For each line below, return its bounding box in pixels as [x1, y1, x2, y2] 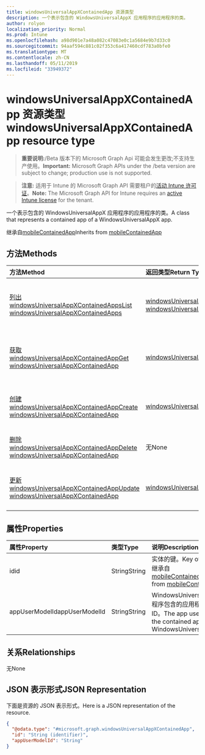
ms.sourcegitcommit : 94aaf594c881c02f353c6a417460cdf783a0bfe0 [6, 44, 171, 50]
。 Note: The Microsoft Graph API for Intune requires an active [26, 189, 182, 197]
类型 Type [111, 543, 139, 552]
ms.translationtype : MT [6, 49, 67, 55]
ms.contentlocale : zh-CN [6, 55, 70, 61]
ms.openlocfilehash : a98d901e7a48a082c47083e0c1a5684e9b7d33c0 [6, 37, 171, 44]
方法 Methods [6, 248, 57, 259]
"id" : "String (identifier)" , [12, 732, 88, 738]
